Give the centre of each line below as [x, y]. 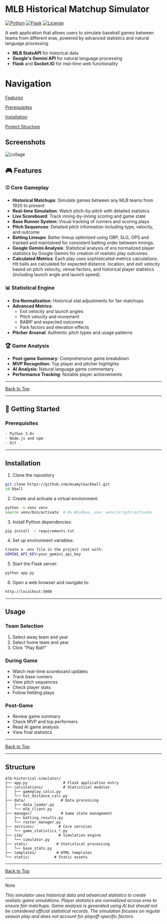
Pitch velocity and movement [49, 316]
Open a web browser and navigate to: [51, 583]
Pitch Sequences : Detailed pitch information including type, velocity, [83, 227]
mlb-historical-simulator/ [33, 779]
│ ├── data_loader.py [30, 805]
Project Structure [23, 126]
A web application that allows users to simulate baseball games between [80, 32]
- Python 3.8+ [20, 434]
